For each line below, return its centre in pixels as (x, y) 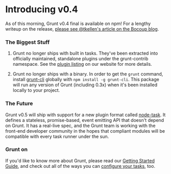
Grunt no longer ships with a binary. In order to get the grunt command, (88, 74)
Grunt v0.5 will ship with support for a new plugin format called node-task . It (86, 115)
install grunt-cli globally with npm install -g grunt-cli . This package (86, 80)
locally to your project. (36, 90)
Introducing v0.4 (42, 9)
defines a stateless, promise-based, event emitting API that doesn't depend (85, 120)
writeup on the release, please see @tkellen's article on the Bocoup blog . (82, 29)
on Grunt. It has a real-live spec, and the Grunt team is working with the (80, 126)
